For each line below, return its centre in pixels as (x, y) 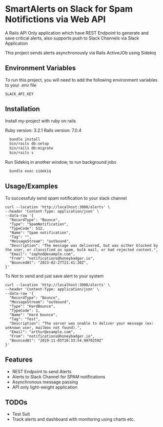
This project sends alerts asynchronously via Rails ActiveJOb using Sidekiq (81, 53)
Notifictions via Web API (55, 19)
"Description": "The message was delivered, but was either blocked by (84, 245)
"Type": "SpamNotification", (39, 224)
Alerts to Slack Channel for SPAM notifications (59, 377)
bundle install (25, 139)
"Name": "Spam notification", (40, 233)
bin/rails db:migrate (31, 148)
